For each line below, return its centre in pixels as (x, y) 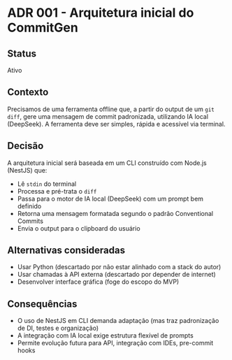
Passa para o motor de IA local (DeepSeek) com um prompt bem (110, 199)
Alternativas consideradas (66, 251)
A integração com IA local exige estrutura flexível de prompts (105, 336)
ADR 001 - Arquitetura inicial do (101, 13)
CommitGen (43, 28)
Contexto (28, 92)
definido (29, 206)
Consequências (42, 304)
